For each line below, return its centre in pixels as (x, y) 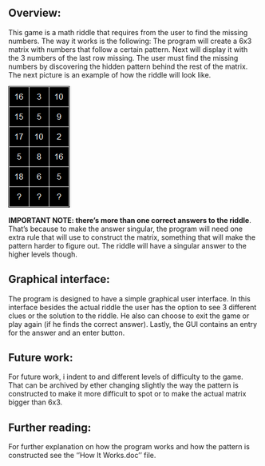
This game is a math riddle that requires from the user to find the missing (128, 32)
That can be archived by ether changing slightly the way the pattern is (124, 385)
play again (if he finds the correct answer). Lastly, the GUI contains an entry (133, 324)
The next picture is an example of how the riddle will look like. (110, 74)
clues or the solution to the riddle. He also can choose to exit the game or (129, 316)
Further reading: (50, 427)
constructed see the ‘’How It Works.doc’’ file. (82, 456)
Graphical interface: (59, 279)
